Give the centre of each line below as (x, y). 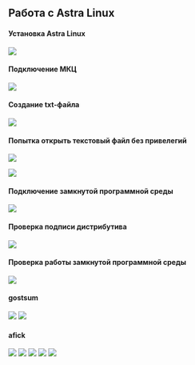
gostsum (23, 298)
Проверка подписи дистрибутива (68, 227)
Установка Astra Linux (47, 33)
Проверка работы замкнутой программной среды (97, 263)
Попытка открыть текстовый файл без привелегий (98, 140)
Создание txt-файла (44, 105)
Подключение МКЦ (43, 69)
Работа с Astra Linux (62, 13)
